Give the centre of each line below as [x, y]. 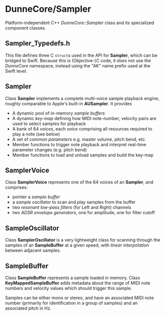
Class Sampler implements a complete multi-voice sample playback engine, [82, 98]
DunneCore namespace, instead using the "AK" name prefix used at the [78, 65]
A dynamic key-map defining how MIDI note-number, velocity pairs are [84, 118]
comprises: [16, 188]
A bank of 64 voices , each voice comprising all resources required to [82, 128]
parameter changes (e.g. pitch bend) [49, 150]
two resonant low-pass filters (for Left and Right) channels [72, 207]
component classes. [26, 28]
